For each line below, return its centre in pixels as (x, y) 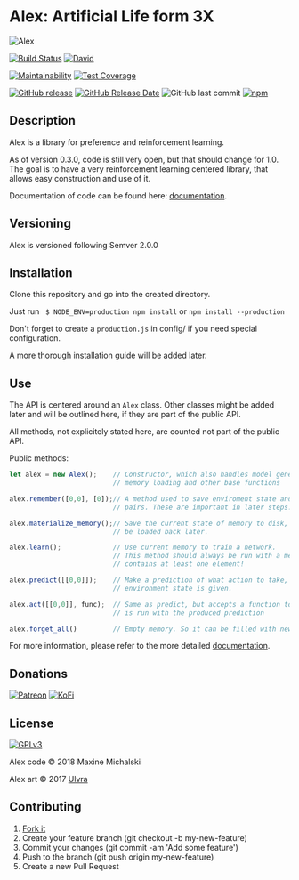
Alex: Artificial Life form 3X (112, 16)
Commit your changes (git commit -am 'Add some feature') (130, 847)
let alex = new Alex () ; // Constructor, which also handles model (141, 475)
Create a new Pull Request (71, 866)
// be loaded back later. (161, 531)
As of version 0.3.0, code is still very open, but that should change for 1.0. (144, 159)
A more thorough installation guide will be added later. (108, 355)
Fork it (34, 828)
